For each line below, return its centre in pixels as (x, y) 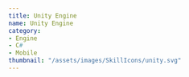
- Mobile (23, 53)
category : (25, 30)
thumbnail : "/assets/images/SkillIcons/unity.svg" (95, 61)
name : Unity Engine (41, 23)
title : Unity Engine (43, 16)
